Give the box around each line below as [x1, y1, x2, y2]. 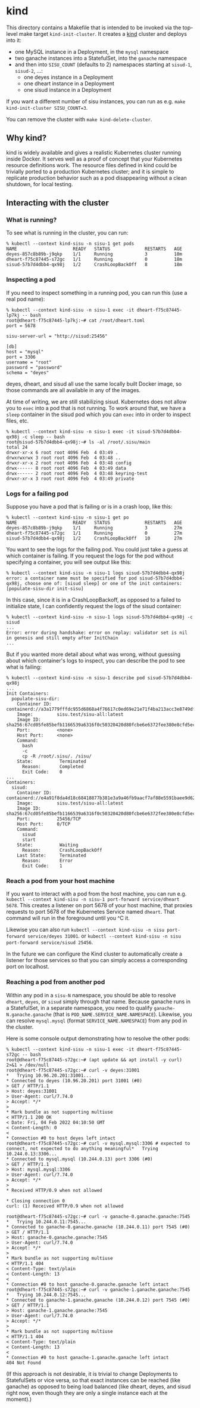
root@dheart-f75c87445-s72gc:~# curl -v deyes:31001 [6, 1067, 140, 1073]
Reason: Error [21, 858, 73, 864]
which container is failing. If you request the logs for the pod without [6, 552, 174, 559]
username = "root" [6, 359, 52, 365]
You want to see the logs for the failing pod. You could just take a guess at [6, 546, 189, 553]
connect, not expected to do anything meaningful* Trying [6, 1145, 159, 1151]
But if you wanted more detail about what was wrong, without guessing [6, 651, 181, 658]
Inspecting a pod [6, 276, 56, 284]
